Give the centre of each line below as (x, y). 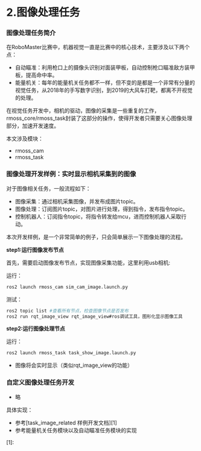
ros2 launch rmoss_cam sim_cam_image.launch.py (67, 287)
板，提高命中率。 (36, 75)
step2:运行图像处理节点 (36, 329)
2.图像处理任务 (43, 12)
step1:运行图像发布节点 (35, 249)
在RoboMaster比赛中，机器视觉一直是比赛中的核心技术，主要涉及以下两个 (98, 47)
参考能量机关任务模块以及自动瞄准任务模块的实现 (76, 430)
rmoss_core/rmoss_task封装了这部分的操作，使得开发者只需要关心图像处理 (99, 118)
